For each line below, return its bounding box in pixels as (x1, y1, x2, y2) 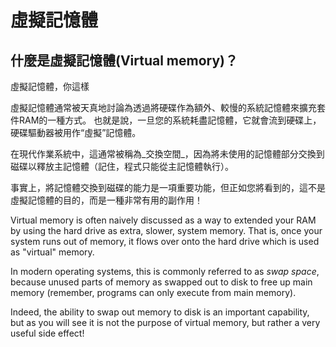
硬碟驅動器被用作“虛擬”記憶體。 (10, 127, 142, 138)
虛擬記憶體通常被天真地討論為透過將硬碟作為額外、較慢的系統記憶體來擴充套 (10, 102, 326, 113)
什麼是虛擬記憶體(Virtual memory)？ (10, 52, 239, 69)
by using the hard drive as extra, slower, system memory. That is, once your (10, 225, 323, 236)
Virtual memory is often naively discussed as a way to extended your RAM (10, 214, 317, 226)
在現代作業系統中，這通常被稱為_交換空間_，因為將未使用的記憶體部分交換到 (10, 148, 325, 160)
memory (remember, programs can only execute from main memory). (10, 287, 297, 298)
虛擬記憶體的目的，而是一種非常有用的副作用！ (10, 194, 203, 206)
